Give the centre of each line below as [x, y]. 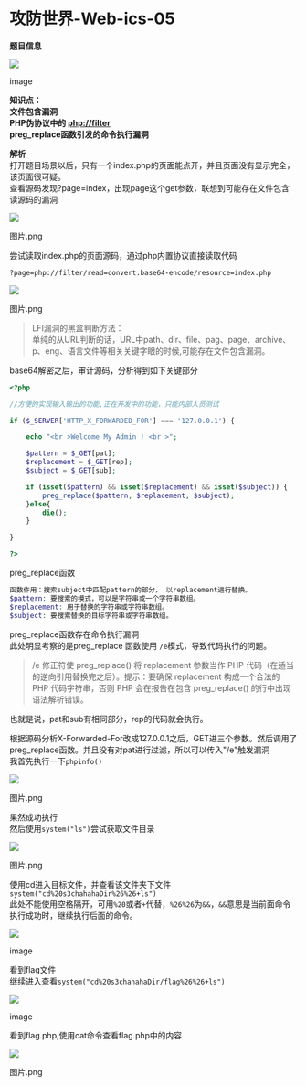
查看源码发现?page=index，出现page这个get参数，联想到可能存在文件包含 [150, 187]
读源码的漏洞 [33, 199]
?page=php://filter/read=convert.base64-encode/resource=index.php [141, 272]
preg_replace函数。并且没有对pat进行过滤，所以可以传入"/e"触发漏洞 [140, 750]
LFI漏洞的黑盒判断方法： [78, 328]
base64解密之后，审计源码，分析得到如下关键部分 [104, 370]
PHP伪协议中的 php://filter [60, 122]
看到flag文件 [33, 969]
